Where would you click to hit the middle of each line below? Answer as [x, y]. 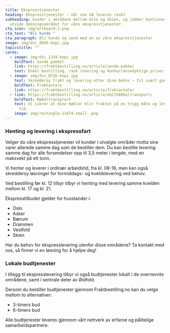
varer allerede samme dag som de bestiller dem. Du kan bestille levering [80, 148]
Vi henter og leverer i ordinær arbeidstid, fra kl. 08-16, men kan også [77, 168]
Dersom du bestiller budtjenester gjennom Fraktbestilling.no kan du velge [82, 289]
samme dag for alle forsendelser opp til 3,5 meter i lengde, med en [75, 153]
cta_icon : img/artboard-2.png [37, 29]
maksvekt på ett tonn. [28, 158]
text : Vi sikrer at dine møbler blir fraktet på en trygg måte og [86, 104]
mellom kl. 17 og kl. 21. [29, 189]
